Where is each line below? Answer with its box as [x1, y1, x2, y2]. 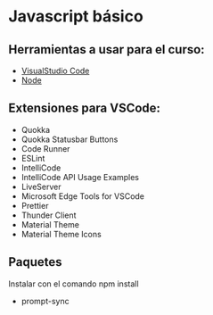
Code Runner [20, 143, 70, 153]
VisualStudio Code [20, 65, 90, 76]
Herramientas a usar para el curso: [8, 42, 206, 57]
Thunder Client [20, 210, 77, 220]
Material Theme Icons [20, 228, 102, 239]
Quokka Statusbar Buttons [20, 134, 119, 145]
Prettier [20, 200, 49, 211]
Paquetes [8, 254, 63, 269]
